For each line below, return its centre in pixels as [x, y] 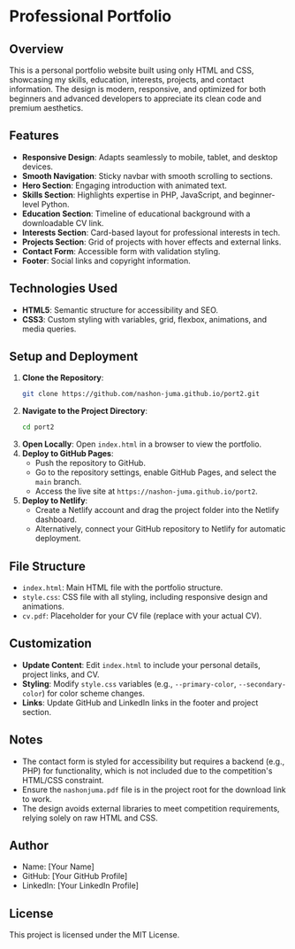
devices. [38, 167]
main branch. [58, 482]
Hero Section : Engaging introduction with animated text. [125, 185]
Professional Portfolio [91, 16]
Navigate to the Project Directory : [85, 411]
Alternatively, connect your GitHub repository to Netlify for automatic [160, 529]
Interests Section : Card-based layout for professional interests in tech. [151, 232]
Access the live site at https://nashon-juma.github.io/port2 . [146, 491]
